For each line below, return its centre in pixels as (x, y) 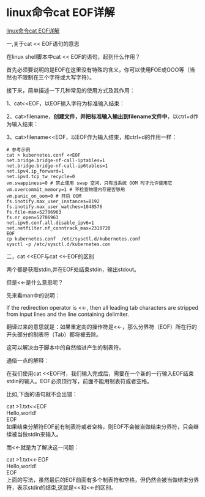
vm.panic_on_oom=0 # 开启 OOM (44, 196)
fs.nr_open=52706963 (33, 217)
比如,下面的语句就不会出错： (42, 394)
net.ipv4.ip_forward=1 (35, 171)
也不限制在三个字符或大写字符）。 (53, 77)
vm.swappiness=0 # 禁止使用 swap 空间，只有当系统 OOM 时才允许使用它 (89, 183)
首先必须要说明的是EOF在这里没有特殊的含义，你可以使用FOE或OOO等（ (98, 69)
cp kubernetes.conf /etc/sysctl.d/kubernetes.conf (73, 239)
